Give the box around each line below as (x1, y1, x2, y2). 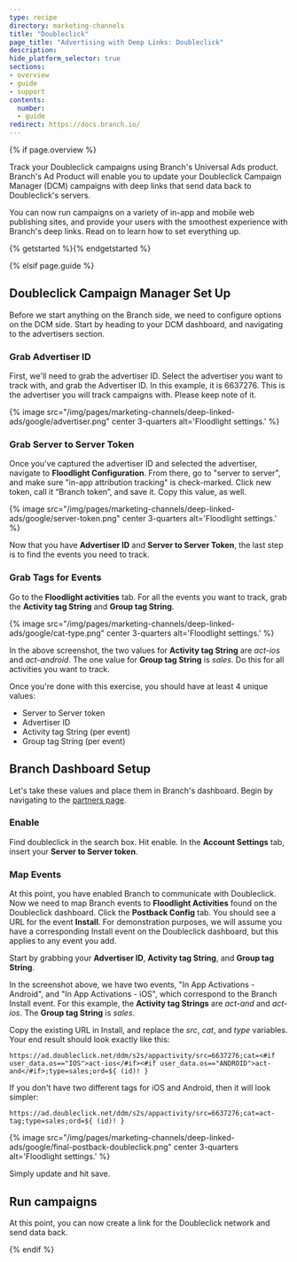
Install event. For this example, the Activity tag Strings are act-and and (9, 999, 270, 1009)
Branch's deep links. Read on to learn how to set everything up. (9, 226, 241, 236)
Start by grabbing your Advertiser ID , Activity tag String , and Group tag (9, 952, 275, 963)
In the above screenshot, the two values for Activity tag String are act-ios (9, 645, 281, 655)
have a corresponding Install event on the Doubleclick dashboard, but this (9, 926, 279, 937)
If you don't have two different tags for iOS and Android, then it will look (9, 1083, 271, 1093)
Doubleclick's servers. (9, 190, 91, 200)
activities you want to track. (9, 663, 111, 674)
